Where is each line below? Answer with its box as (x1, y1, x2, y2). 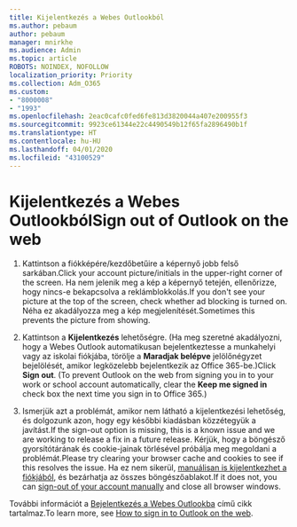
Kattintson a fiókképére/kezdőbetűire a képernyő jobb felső (21, 258, 239, 269)
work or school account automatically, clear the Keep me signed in (21, 379, 268, 390)
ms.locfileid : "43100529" (9, 153, 105, 162)
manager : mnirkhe (9, 37, 74, 47)
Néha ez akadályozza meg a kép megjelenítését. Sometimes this (21, 305, 255, 316)
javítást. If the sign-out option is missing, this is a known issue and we (21, 425, 276, 436)
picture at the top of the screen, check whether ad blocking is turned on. (21, 296, 288, 307)
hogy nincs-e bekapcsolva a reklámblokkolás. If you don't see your (21, 287, 266, 297)
